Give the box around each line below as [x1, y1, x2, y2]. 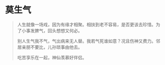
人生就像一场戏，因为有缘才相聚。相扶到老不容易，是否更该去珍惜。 [17, 22, 156, 27]
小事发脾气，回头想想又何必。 [21, 27, 82, 33]
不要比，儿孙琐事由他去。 [30, 44, 82, 50]
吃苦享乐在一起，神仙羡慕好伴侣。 [17, 54, 87, 60]
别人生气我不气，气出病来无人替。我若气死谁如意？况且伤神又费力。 [17, 38, 156, 44]
